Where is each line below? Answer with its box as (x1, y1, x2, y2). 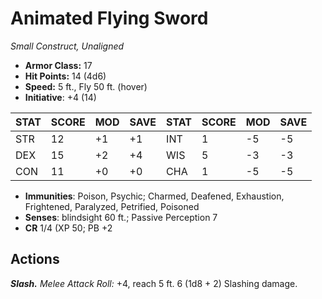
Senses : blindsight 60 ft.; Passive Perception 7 (24, 211, 218, 223)
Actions (10, 251, 60, 268)
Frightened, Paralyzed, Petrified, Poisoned (24, 200, 200, 212)
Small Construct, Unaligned (10, 40, 125, 52)
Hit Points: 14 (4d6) (24, 70, 107, 82)
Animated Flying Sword (10, 7, 209, 30)
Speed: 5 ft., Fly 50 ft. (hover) (24, 80, 148, 92)
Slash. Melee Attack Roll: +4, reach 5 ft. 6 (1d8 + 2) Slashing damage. (10, 277, 298, 289)
